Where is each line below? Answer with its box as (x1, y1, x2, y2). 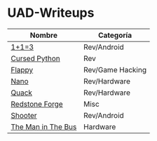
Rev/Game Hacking (83, 65, 147, 74)
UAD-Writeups (7, 5, 95, 21)
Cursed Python (11, 53, 61, 63)
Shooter (11, 110, 37, 120)
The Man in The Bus (11, 121, 77, 131)
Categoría (97, 30, 132, 40)
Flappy (11, 65, 34, 74)
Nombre (29, 30, 58, 40)
